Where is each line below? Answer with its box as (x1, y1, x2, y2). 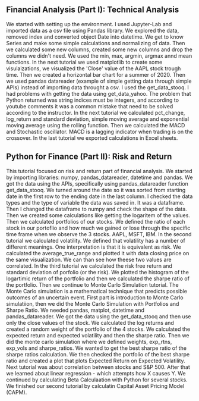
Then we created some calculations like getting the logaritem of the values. (6, 211, 190, 219)
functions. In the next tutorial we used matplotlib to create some (6, 58, 163, 65)
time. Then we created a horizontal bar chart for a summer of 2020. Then (6, 71, 186, 78)
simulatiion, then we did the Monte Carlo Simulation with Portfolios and (6, 300, 179, 307)
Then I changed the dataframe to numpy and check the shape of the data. (6, 205, 187, 212)
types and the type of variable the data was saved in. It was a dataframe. (6, 199, 185, 206)
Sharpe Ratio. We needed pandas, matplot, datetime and (6, 306, 144, 314)
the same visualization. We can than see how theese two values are (6, 256, 172, 263)
